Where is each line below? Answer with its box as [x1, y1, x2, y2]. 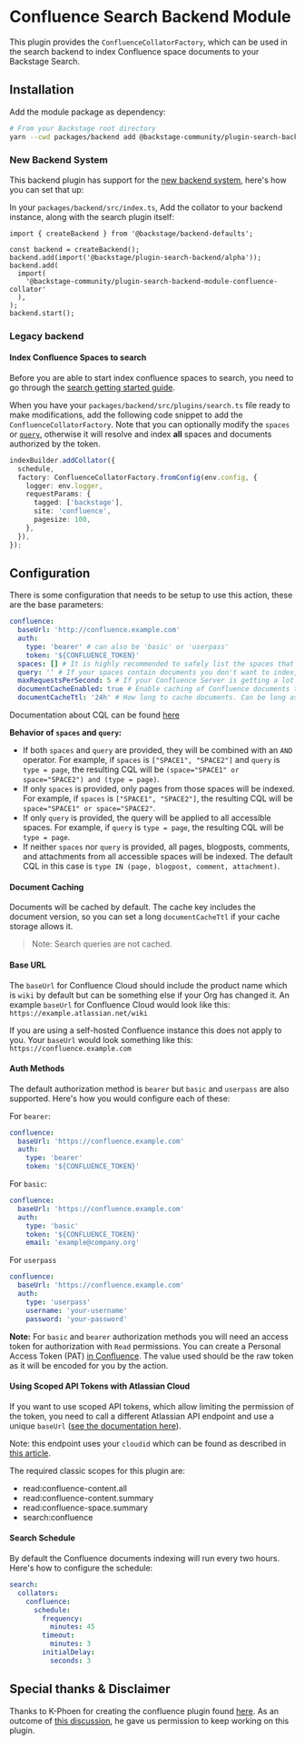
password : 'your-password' [25, 1314, 128, 1324]
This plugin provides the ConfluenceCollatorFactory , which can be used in [9, 36, 288, 47]
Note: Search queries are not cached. [31, 938, 172, 949]
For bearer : [9, 1110, 52, 1121]
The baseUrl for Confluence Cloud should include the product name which [9, 979, 288, 990]
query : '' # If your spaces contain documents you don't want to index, [17, 667, 299, 677]
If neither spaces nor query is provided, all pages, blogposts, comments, [22, 841, 290, 852]
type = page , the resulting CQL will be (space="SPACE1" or [22, 764, 240, 775]
